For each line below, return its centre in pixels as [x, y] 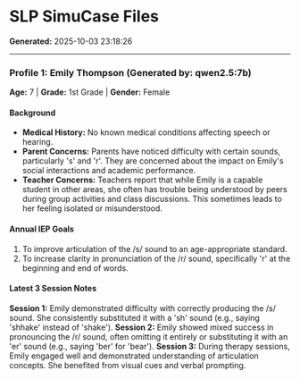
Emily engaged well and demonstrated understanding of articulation [134, 356]
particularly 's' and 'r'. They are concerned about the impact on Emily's [153, 161]
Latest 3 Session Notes [53, 289]
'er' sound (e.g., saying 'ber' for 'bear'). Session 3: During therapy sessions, [150, 346]
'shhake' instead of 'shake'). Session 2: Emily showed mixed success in [142, 327]
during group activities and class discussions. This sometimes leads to [152, 199]
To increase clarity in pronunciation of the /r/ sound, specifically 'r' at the [156, 258]
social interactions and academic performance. [109, 171]
